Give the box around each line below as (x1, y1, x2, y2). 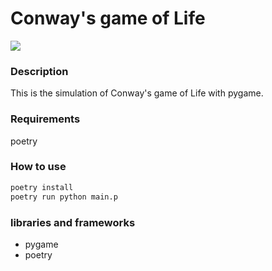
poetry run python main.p (10, 192, 118, 202)
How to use (10, 160, 67, 174)
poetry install (10, 182, 74, 192)
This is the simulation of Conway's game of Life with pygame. (10, 87, 264, 99)
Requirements (10, 112, 81, 126)
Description (10, 64, 69, 78)
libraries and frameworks (10, 215, 136, 229)
